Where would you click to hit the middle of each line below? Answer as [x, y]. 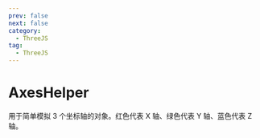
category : [25, 30]
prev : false [28, 16]
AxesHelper [49, 93]
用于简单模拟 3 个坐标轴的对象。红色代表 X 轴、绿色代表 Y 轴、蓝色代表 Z [130, 116]
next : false [28, 23]
